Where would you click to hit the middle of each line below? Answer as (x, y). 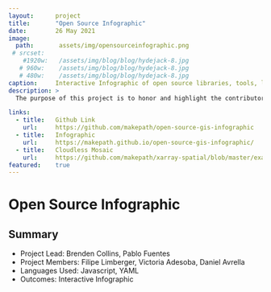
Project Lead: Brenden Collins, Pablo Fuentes (95, 253)
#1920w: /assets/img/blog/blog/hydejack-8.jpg (106, 61)
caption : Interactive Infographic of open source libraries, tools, (133, 83)
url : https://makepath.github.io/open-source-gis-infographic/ (138, 142)
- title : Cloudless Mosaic (65, 150)
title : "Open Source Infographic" (77, 23)
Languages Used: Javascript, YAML (79, 271)
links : (19, 113)
